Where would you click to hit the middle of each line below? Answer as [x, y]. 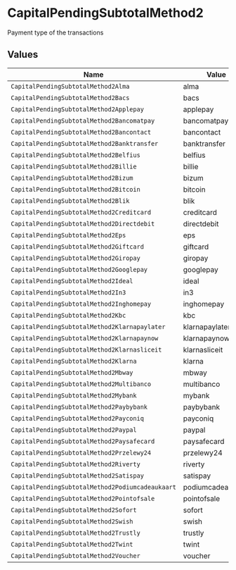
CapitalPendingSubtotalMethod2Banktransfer [85, 143]
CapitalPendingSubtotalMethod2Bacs [70, 98]
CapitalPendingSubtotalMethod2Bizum [72, 178]
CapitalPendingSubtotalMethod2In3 [68, 292]
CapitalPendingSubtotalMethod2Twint [72, 544]
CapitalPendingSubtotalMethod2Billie [74, 166]
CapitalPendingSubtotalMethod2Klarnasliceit [86, 349]
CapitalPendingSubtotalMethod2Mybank [74, 395]
